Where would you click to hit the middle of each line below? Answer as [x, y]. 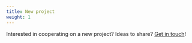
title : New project [31, 11]
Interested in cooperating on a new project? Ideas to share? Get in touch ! [96, 34]
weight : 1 [19, 17]
